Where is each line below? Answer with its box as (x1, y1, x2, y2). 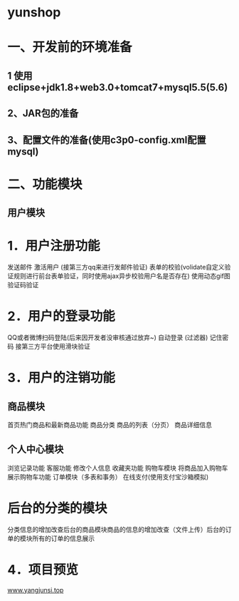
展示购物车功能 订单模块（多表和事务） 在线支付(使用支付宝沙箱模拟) (7, 472, 209, 481)
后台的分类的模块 (7, 500, 108, 516)
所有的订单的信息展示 (31, 534, 95, 543)
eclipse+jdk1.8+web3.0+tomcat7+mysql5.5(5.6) (7, 81, 228, 93)
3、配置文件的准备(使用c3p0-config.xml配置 (7, 133, 206, 146)
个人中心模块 (7, 443, 64, 456)
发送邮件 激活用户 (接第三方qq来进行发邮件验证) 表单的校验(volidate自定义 (7, 263, 225, 272)
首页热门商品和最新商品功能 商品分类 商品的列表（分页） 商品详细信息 (7, 421, 212, 428)
